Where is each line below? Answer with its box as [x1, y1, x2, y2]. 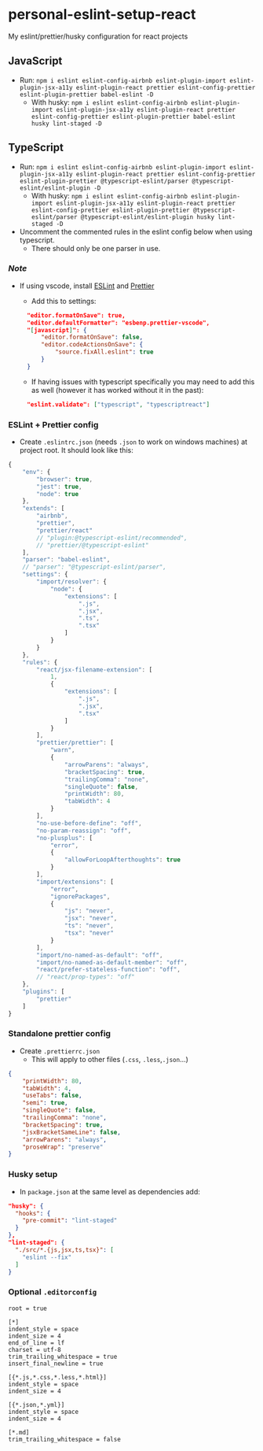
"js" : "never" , [64, 907, 114, 915]
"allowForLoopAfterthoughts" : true [64, 856, 181, 864]
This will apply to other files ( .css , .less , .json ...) [31, 1054, 188, 1064]
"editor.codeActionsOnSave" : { [40, 341, 144, 349]
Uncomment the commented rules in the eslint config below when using [19, 227, 253, 236]
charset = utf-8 [8, 1346, 61, 1353]
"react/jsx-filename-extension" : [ [36, 665, 153, 674]
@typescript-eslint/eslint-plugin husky [80, 213, 214, 221]
